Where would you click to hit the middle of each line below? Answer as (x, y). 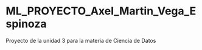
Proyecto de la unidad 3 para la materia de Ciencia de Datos (81, 40)
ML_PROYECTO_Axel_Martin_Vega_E (101, 11)
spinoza (26, 24)
